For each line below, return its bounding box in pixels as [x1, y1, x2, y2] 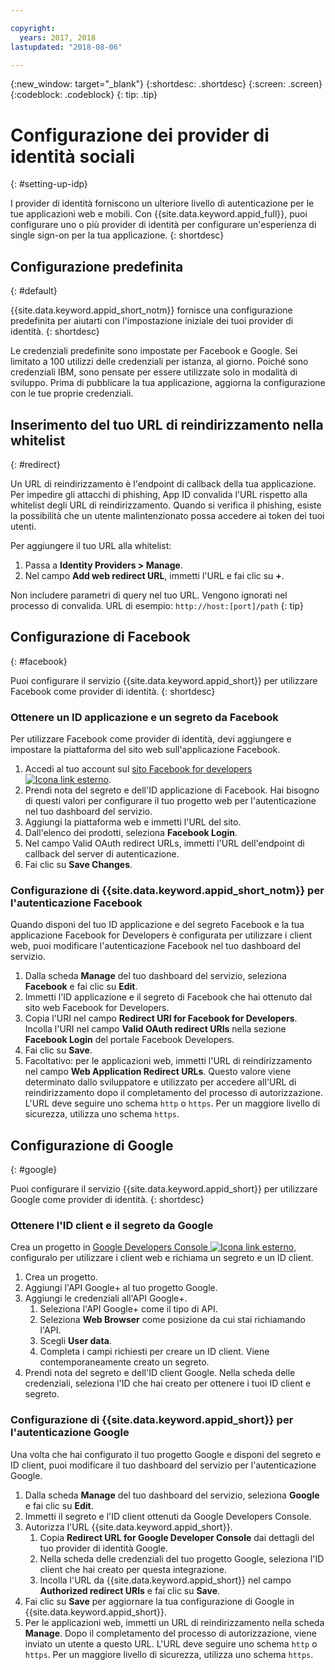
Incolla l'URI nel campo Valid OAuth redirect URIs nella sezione [24, 1023, 287, 1035]
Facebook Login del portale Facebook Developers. [24, 1034, 235, 1046]
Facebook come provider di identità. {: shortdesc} [10, 685, 216, 697]
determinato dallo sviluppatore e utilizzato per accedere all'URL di [24, 1076, 297, 1088]
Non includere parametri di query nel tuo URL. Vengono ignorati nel [10, 589, 288, 601]
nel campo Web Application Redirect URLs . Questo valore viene [24, 1066, 292, 1078]
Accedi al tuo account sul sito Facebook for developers [24, 763, 253, 775]
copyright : [10, 23, 56, 33]
